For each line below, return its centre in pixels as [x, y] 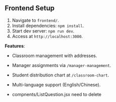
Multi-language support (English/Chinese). [56, 84]
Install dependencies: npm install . [48, 25]
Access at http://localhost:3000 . [47, 36]
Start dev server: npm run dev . [43, 31]
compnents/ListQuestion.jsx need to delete [57, 94]
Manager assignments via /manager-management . [62, 65]
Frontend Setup [30, 8]
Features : [15, 46]
